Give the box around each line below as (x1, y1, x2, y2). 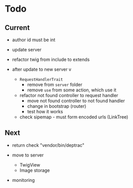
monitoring (12, 177, 35, 183)
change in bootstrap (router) (27, 103, 86, 109)
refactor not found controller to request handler (19, 92, 118, 98)
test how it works (27, 109, 63, 114)
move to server (12, 152, 44, 158)
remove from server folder (27, 82, 82, 87)
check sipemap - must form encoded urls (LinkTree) (19, 114, 128, 120)
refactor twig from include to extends (12, 56, 90, 62)
